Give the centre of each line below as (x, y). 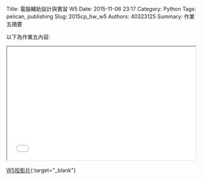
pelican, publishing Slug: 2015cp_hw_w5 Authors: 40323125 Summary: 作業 (101, 16)
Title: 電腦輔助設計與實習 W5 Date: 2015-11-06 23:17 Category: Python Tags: (101, 9)
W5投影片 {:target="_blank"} (41, 170)
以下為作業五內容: (28, 37)
